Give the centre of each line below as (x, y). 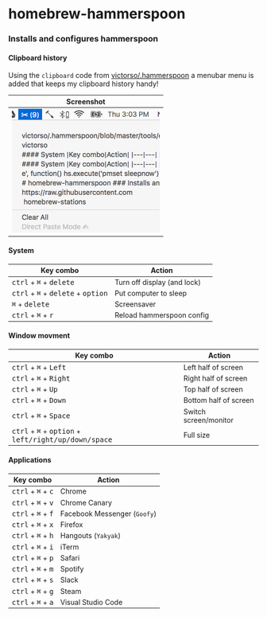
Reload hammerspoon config (162, 315)
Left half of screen (213, 367)
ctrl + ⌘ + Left (39, 367)
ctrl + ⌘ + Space (41, 416)
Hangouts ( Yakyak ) (91, 536)
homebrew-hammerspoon (97, 14)
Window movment (39, 336)
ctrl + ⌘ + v (33, 502)
